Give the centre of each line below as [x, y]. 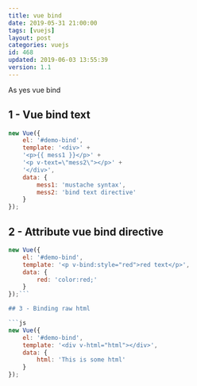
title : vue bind [35, 15]
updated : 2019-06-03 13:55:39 [58, 60]
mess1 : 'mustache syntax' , [81, 185]
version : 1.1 [30, 68]
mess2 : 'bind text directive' [87, 192]
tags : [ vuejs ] [32, 30]
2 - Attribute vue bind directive [86, 232]
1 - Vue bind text [50, 115]
